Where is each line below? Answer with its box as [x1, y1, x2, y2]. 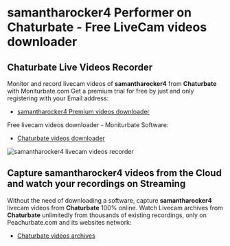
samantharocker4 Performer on [7, 5, 192, 21]
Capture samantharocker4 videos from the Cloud [7, 167, 222, 179]
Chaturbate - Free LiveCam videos [7, 19, 207, 35]
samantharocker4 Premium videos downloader [16, 108, 150, 115]
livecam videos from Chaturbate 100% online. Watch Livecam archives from [7, 203, 223, 212]
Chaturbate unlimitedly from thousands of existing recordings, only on [7, 211, 207, 219]
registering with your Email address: [7, 94, 109, 102]
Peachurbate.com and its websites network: [7, 218, 132, 226]
